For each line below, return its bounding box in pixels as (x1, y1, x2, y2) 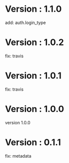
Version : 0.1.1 (5, 137, 61, 148)
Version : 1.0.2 (5, 37, 64, 48)
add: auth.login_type (5, 20, 46, 25)
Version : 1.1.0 (5, 3, 62, 15)
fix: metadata (5, 153, 32, 159)
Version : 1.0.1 (5, 70, 62, 81)
